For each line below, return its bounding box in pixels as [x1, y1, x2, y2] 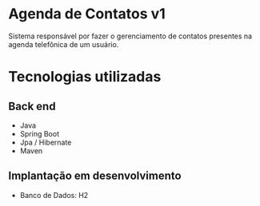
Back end [8, 99, 56, 113]
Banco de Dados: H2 [19, 190, 89, 200]
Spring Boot [19, 129, 60, 138]
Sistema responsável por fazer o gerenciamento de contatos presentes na [8, 31, 253, 41]
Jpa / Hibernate [19, 137, 72, 147]
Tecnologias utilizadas [8, 68, 162, 86]
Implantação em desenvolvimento [8, 169, 182, 183]
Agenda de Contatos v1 [8, 5, 166, 23]
